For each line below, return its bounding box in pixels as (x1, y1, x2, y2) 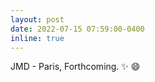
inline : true (10, 33, 65, 43)
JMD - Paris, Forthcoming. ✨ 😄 (10, 61, 141, 73)
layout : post (10, 14, 65, 25)
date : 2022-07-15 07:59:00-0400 (10, 24, 145, 34)
